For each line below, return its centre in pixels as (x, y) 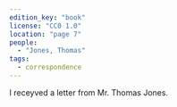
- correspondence (50, 68)
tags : (19, 59)
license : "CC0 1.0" (46, 26)
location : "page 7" (46, 34)
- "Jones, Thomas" (52, 51)
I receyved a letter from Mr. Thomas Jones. (88, 92)
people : (24, 42)
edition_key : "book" (48, 17)
